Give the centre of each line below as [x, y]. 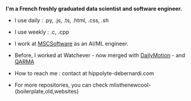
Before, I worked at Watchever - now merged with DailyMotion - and [100, 55]
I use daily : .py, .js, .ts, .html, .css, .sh [62, 20]
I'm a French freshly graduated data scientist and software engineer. [94, 9]
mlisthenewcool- [130, 85]
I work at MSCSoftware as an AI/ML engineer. [71, 44]
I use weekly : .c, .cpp [42, 32]
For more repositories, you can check [61, 85]
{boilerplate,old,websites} [47, 91]
